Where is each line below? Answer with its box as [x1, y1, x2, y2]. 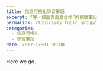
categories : [6, 25, 36, 31]
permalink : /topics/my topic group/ [6, 20, 96, 25]
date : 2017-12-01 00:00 [6, 42, 65, 48]
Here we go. [6, 57, 37, 65]
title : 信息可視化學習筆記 [6, 8, 65, 15]
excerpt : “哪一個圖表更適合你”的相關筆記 [6, 14, 98, 20]
